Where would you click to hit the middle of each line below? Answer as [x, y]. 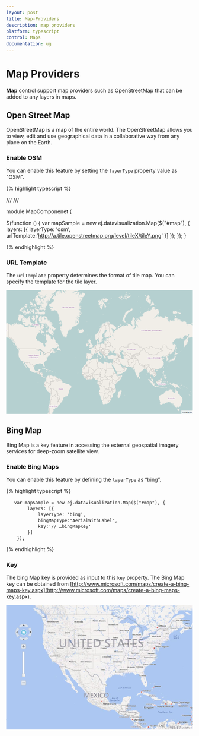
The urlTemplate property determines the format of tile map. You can [90, 276]
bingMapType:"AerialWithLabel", [78, 520]
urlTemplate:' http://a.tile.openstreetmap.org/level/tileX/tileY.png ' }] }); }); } [96, 236]
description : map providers [41, 25]
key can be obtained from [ [39, 584]
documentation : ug [29, 44]
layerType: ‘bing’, [62, 514]
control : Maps [24, 38]
